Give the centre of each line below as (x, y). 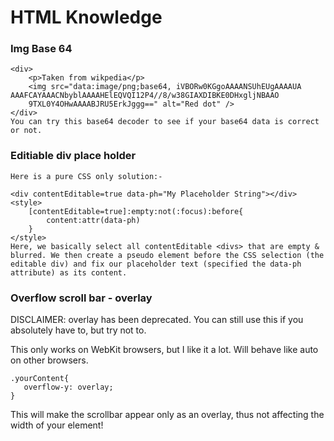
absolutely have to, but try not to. (78, 330)
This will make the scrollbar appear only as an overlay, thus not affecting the (167, 415)
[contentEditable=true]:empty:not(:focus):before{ (136, 211)
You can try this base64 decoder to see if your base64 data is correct (165, 122)
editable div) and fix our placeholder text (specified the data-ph (156, 264)
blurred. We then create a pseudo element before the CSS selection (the (167, 255)
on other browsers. (49, 360)
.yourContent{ (40, 379)
